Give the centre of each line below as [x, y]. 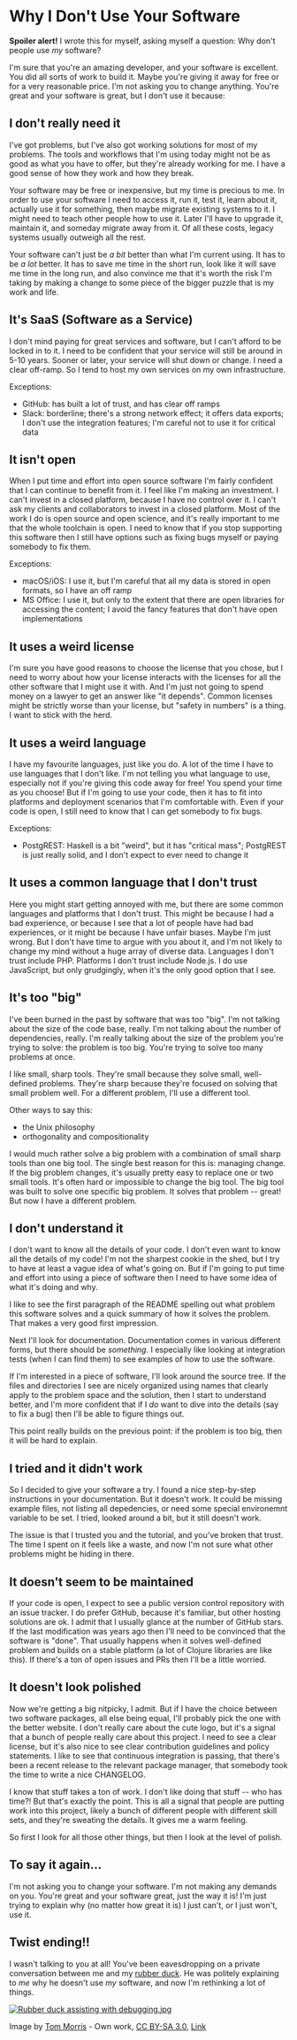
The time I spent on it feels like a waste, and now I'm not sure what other [141, 1545]
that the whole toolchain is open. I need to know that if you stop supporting [146, 528]
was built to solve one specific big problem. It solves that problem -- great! [145, 1191]
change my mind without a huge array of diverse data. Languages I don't [141, 951]
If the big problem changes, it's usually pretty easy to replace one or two [141, 1172]
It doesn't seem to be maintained [102, 1582]
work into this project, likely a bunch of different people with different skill [143, 1810]
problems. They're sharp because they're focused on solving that [159, 1083]
